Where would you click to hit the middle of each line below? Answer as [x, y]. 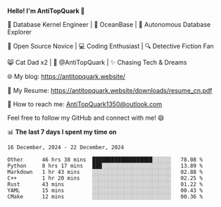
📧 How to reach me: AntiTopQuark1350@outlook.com [85, 104]
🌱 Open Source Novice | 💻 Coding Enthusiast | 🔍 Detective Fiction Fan [111, 46]
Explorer [19, 32]
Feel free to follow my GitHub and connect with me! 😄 [86, 118]
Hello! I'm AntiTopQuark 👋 [46, 11]
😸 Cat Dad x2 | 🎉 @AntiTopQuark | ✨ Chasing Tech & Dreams [97, 62]
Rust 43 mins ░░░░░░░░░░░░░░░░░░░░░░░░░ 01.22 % [105, 184]
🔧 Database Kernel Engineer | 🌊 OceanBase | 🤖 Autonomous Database [109, 24]
